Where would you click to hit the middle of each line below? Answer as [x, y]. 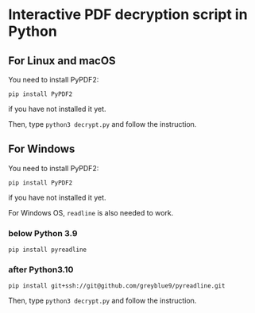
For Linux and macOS [62, 61]
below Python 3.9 [43, 233]
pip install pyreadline [48, 250]
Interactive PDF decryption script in [128, 15]
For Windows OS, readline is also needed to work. [91, 212]
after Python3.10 [41, 269]
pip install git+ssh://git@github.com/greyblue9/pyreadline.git [117, 286]
